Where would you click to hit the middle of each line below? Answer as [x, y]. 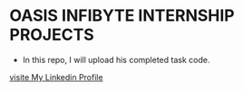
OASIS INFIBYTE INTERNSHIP [122, 16]
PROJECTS [52, 35]
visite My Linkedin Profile [56, 77]
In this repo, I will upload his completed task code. [116, 59]
